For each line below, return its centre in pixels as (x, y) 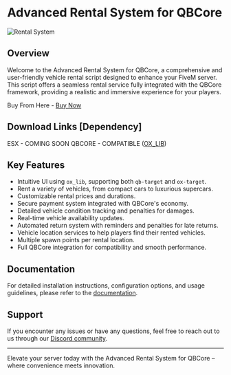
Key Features (36, 165)
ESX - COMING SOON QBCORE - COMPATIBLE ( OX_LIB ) (87, 143)
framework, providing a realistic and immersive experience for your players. (114, 92)
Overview (29, 53)
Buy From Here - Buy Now (44, 105)
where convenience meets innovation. (61, 365)
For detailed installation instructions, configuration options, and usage (106, 286)
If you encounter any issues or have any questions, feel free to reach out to (113, 331)
